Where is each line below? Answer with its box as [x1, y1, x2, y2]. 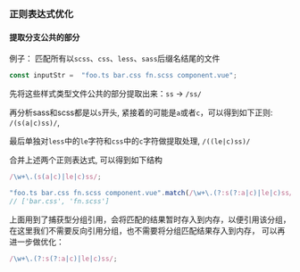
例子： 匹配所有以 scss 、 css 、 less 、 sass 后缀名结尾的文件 [9, 54, 221, 64]
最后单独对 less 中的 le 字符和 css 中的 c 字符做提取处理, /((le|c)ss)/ [9, 136, 251, 146]
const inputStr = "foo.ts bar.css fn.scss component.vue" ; [9, 71, 238, 80]
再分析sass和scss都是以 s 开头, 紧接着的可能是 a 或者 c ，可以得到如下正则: [9, 107, 273, 118]
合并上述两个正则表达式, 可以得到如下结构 [9, 154, 162, 165]
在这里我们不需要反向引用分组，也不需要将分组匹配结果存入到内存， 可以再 [9, 225, 286, 235]
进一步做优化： [9, 236, 64, 247]
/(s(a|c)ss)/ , [9, 118, 60, 128]
